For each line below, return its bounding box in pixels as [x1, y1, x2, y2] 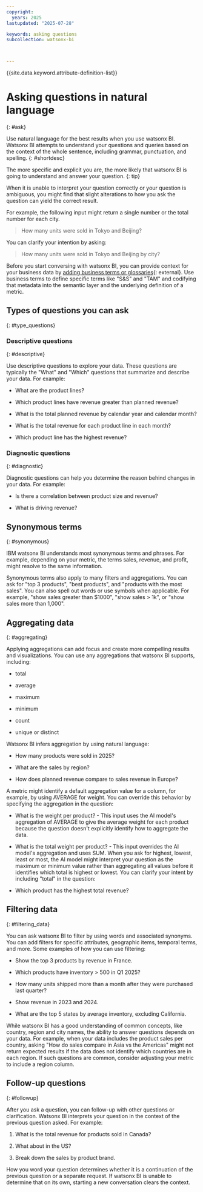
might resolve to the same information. [6, 563, 103, 570]
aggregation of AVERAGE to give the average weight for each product [15, 818, 189, 826]
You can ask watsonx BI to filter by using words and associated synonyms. [6, 932, 193, 939]
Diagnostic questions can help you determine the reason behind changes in [6, 474, 195, 482]
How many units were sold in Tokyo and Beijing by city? [21, 251, 161, 258]
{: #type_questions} [6, 322, 56, 329]
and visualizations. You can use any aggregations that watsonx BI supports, [6, 652, 195, 659]
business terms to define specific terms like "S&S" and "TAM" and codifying [6, 275, 196, 282]
